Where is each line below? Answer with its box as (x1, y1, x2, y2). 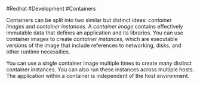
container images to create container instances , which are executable (6, 36, 178, 42)
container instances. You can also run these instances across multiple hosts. (6, 66, 195, 73)
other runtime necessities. (6, 48, 70, 55)
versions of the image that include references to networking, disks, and (6, 42, 181, 49)
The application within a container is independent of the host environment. (6, 73, 190, 79)
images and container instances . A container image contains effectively (6, 23, 183, 30)
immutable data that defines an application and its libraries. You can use (6, 29, 184, 36)
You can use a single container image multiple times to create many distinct (6, 59, 192, 67)
